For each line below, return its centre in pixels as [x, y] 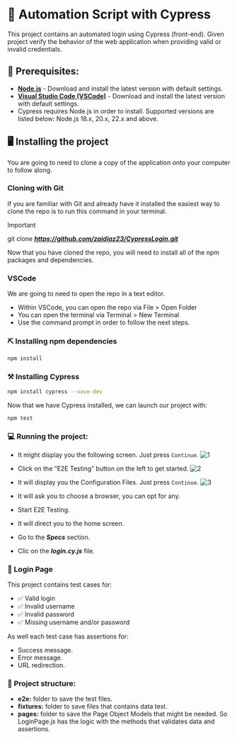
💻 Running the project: [48, 436]
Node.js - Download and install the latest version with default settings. [120, 89]
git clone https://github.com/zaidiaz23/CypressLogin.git [93, 238]
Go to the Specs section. [54, 537]
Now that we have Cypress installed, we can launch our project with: [107, 405]
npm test [20, 418]
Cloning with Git [35, 188]
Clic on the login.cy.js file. [56, 551]
